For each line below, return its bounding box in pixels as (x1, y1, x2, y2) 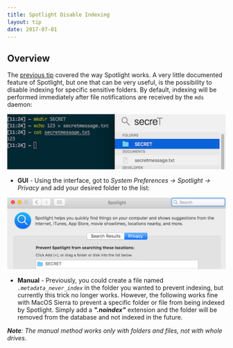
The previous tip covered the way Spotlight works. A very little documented (7, 71, 223, 79)
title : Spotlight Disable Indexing (7, 11, 110, 18)
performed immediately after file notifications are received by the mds (7, 93, 205, 101)
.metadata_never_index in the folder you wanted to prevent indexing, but (17, 283, 224, 292)
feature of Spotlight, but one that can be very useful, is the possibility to (7, 78, 213, 87)
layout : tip (7, 18, 42, 26)
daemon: (7, 101, 33, 109)
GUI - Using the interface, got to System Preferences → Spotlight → (17, 176, 211, 184)
